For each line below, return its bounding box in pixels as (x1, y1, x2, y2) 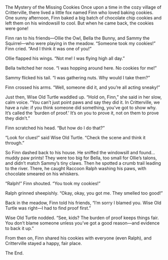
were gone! (5, 25, 28, 31)
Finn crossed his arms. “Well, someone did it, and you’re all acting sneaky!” (5, 84, 160, 90)
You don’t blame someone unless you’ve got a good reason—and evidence (5, 220, 160, 226)
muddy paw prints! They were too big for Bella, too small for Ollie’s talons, (5, 155, 157, 161)
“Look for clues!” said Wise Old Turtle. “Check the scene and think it (5, 135, 146, 140)
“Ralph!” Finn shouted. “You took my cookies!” (5, 181, 101, 186)
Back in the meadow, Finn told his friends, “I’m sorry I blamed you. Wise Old (5, 200, 161, 206)
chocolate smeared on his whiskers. (5, 171, 79, 177)
